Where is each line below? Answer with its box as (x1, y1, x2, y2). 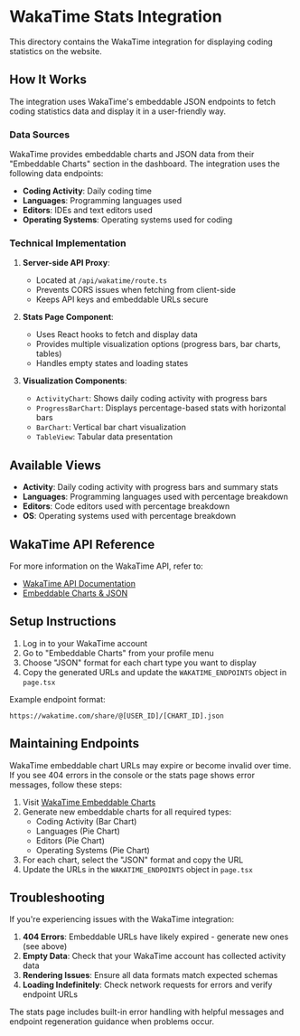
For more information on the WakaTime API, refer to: (9, 560, 203, 571)
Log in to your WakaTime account (22, 637, 148, 648)
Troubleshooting (9, 890, 106, 905)
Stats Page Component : (22, 312, 115, 323)
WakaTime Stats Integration (9, 6, 223, 27)
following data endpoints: (9, 168, 104, 179)
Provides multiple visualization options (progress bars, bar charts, (35, 339, 281, 350)
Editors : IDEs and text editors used (22, 205, 153, 216)
